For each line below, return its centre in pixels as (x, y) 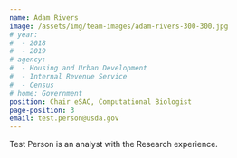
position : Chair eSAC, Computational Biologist (101, 102)
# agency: (28, 60)
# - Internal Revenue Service (68, 77)
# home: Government (46, 93)
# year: (24, 34)
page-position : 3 (42, 110)
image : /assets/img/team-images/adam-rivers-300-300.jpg (119, 26)
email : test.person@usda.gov (64, 118)
